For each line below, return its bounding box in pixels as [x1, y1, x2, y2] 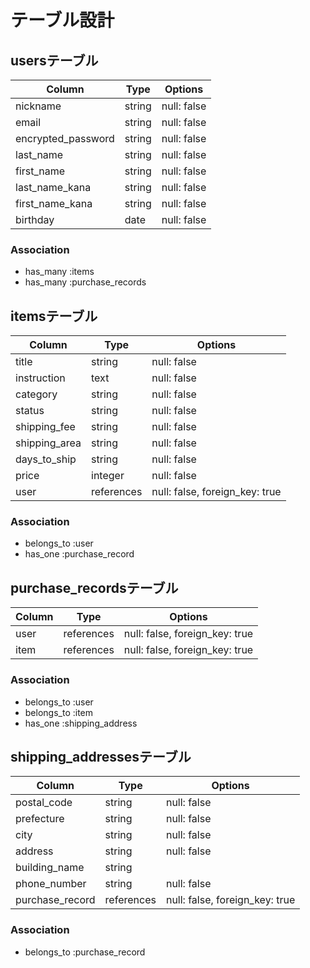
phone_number [15, 877, 87, 891]
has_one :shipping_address [24, 717, 138, 729]
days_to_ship [15, 452, 77, 466]
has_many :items [24, 266, 95, 278]
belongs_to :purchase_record [24, 946, 146, 958]
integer [91, 469, 125, 483]
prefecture [15, 812, 65, 826]
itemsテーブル [10, 307, 98, 325]
